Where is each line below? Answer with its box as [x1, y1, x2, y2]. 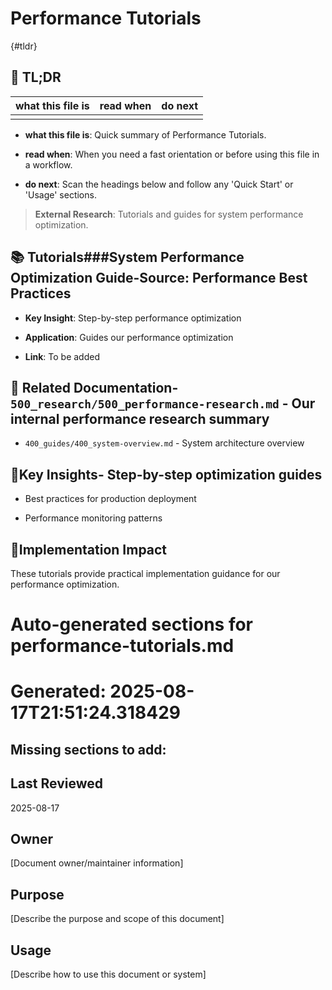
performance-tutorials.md [10, 635, 235, 657]
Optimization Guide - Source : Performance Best [10, 270, 308, 287]
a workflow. [24, 158, 73, 171]
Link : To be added [24, 350, 101, 362]
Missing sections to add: [10, 741, 167, 758]
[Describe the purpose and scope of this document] [10, 913, 225, 925]
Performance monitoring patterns [24, 512, 163, 524]
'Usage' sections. [24, 188, 97, 201]
